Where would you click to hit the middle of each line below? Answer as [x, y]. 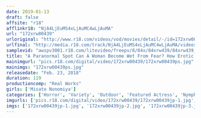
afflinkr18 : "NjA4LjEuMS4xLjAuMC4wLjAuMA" [60, 28]
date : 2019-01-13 [28, 12]
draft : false [22, 17]
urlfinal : [19, 45]
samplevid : [20, 51]
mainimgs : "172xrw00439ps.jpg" [45, 67]
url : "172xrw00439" [31, 34]
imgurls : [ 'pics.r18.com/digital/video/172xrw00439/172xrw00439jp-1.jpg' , [101, 100]
